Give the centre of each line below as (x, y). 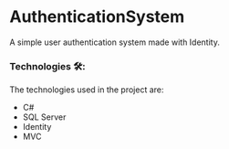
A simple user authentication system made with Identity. (115, 42)
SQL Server (44, 117)
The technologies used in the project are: (87, 90)
